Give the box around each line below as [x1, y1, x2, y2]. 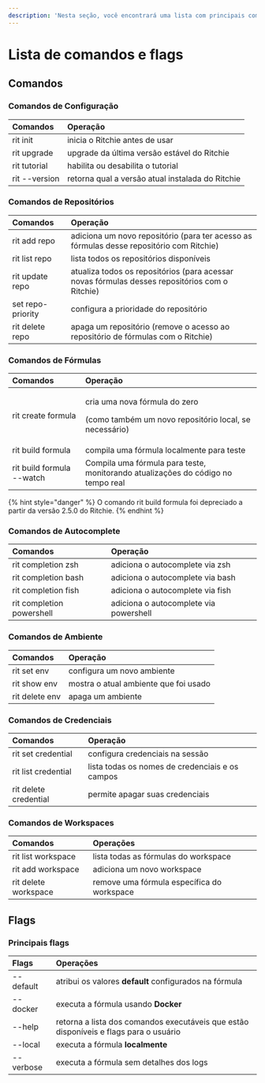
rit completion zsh [12, 559, 79, 570]
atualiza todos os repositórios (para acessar [70, 265, 234, 276]
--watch [12, 472, 46, 483]
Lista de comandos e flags [8, 45, 184, 63]
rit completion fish [12, 585, 80, 596]
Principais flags [8, 937, 69, 948]
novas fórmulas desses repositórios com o [70, 276, 229, 287]
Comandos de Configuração [8, 100, 119, 111]
